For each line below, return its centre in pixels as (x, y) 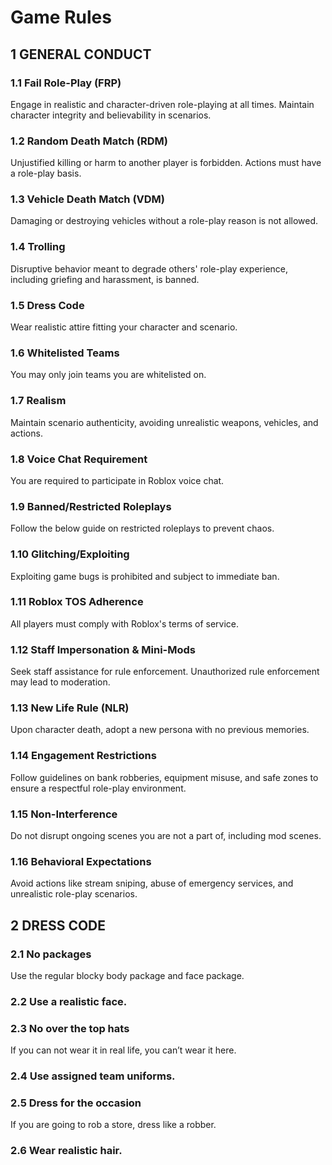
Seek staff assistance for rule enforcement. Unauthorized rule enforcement (165, 672)
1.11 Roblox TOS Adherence (77, 602)
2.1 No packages (51, 954)
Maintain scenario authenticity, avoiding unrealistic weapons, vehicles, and (164, 422)
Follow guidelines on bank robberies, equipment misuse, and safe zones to (164, 777)
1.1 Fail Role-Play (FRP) (66, 83)
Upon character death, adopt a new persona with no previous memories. (160, 730)
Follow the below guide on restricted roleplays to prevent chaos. (142, 528)
